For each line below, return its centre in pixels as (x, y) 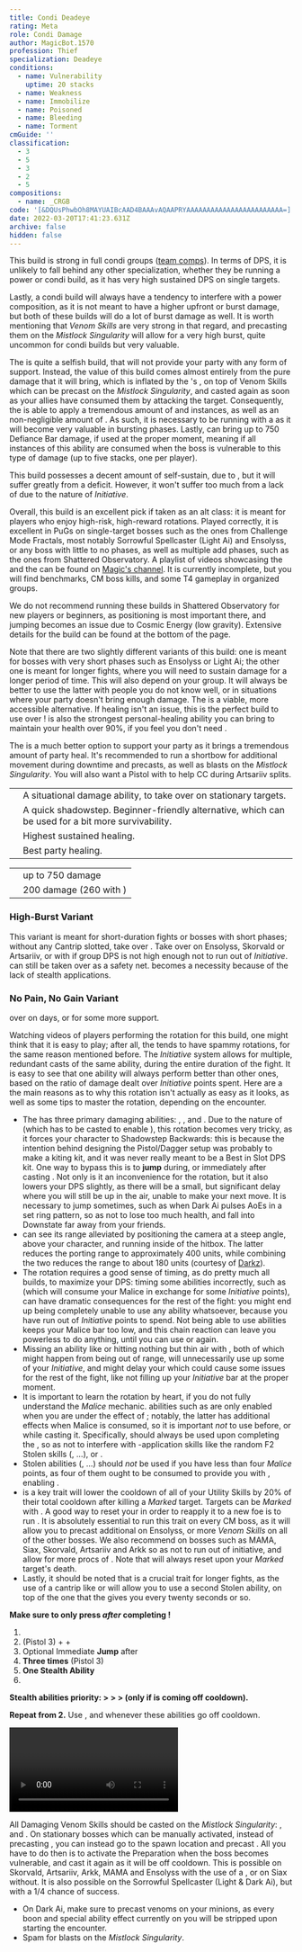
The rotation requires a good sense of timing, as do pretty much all (146, 1272)
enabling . (41, 1482)
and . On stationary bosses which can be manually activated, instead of (142, 1834)
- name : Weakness (50, 93)
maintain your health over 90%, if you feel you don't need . (118, 729)
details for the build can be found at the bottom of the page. (120, 634)
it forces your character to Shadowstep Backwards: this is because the (153, 1138)
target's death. (49, 1568)
